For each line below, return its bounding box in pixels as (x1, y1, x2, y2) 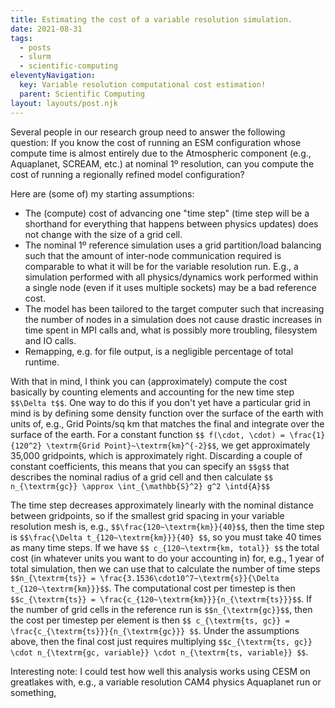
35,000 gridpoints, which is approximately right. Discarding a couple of (10, 449, 303, 461)
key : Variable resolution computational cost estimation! (19, 80, 267, 90)
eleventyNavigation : (10, 71, 97, 81)
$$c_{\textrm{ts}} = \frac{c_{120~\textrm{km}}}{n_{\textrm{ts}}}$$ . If (10, 592, 313, 605)
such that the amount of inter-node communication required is (24, 249, 282, 261)
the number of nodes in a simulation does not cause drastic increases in (24, 313, 323, 325)
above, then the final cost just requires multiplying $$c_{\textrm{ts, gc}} (10, 635, 313, 647)
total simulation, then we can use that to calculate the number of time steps (10, 562, 321, 575)
